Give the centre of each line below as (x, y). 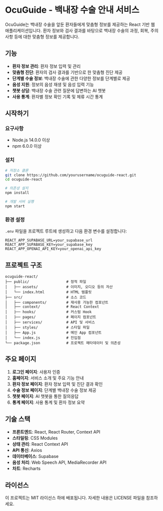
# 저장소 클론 (17, 170)
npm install (17, 193)
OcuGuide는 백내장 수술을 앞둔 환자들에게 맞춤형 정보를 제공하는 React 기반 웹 (80, 24)
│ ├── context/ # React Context (52, 307)
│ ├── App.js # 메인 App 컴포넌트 (53, 333)
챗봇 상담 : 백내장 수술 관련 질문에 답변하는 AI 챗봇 (59, 90)
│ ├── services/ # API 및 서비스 (50, 322)
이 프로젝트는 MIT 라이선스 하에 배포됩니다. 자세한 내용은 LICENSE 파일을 (75, 498)
